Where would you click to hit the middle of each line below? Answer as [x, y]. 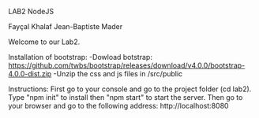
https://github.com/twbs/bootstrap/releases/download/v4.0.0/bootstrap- [127, 65]
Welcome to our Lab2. [44, 42]
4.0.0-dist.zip [30, 74]
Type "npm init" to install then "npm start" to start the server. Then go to [126, 97]
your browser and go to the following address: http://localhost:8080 [118, 106]
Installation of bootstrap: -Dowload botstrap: [80, 57]
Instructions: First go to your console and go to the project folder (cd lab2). [130, 89]
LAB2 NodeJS [31, 11]
